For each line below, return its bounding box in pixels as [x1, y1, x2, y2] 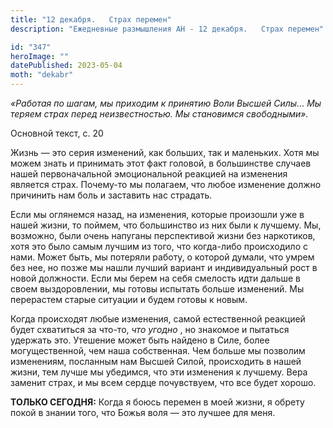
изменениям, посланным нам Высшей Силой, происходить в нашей [10, 356, 302, 367]
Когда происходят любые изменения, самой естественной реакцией [10, 313, 306, 325]
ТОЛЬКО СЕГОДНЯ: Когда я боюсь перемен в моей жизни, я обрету [10, 396, 305, 408]
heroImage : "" [10, 51, 70, 61]
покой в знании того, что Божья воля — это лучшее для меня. [10, 407, 276, 418]
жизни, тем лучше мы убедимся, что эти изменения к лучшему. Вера [10, 366, 308, 378]
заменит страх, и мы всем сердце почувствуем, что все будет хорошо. [10, 377, 317, 388]
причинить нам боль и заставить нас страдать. [10, 189, 213, 201]
